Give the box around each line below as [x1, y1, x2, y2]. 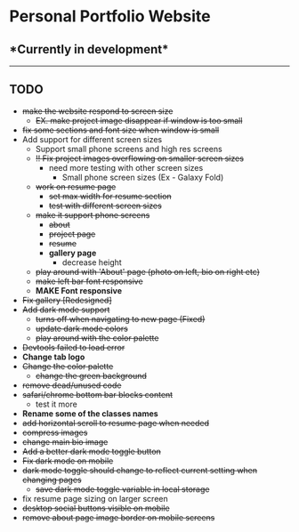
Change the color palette [21, 360, 114, 371]
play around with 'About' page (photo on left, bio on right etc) [35, 266, 261, 277]
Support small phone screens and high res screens [35, 143, 222, 154]
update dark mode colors [35, 323, 129, 334]
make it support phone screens [35, 209, 150, 220]
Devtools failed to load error [21, 342, 125, 352]
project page [48, 229, 96, 239]
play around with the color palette [35, 332, 159, 343]
